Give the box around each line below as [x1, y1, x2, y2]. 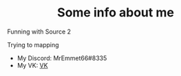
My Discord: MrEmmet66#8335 [17, 53, 107, 62]
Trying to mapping [7, 40, 60, 49]
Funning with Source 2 [7, 27, 71, 36]
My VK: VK [17, 61, 48, 69]
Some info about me [57, 5, 174, 21]
